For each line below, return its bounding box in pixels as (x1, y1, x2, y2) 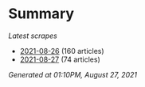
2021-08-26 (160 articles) (19, 46, 105, 55)
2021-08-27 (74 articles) (19, 55, 101, 64)
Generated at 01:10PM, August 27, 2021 (8, 70, 138, 79)
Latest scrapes (8, 31, 57, 40)
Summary (8, 5, 74, 23)
